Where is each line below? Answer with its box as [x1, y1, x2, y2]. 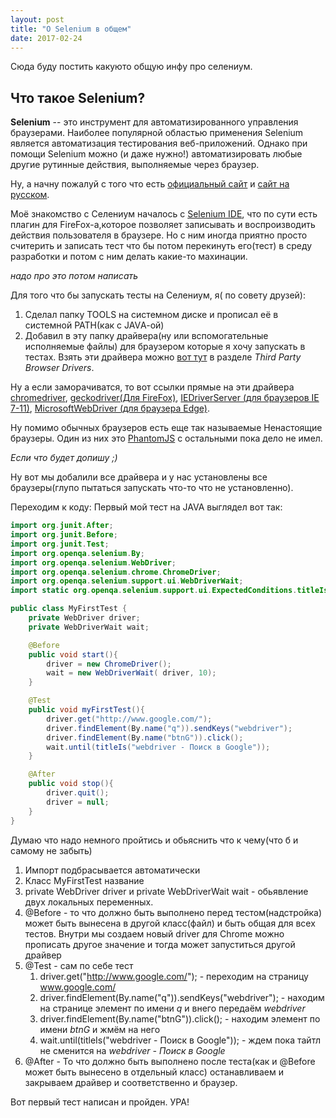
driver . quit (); [46, 788, 110, 798]
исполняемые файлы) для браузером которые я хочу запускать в [24, 341, 306, 353]
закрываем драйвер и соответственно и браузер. [24, 1076, 238, 1088]
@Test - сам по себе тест [24, 959, 134, 971]
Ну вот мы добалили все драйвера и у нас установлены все [10, 471, 268, 483]
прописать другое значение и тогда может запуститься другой [24, 938, 296, 950]
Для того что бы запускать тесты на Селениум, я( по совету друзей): [10, 289, 306, 301]
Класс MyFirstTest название [24, 874, 145, 886]
